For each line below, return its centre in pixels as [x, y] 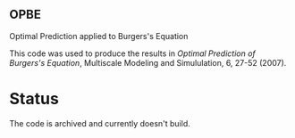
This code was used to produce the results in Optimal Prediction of [133, 53]
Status [34, 99]
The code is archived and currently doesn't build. [100, 123]
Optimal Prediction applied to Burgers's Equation [99, 36]
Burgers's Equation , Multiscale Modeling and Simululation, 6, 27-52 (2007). [148, 62]
